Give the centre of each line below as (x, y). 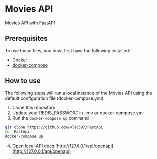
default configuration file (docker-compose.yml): (55, 98)
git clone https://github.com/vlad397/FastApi (54, 127)
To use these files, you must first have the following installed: (68, 50)
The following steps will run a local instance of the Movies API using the (79, 93)
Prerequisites (26, 38)
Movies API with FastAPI (30, 23)
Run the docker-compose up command (51, 118)
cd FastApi (17, 132)
